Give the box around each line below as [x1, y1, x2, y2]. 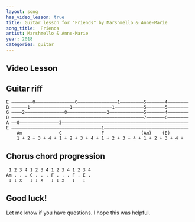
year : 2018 [6, 36, 33, 42]
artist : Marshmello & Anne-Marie [6, 31, 89, 37]
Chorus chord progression [6, 151, 105, 161]
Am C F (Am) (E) [17, 130, 170, 136]
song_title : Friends [6, 25, 60, 31]
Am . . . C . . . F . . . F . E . [6, 172, 92, 178]
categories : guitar [6, 42, 54, 48]
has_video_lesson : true [6, 14, 65, 20]
